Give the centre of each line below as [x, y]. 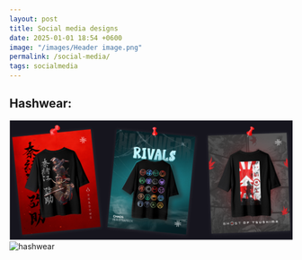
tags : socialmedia [44, 66]
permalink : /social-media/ [60, 57]
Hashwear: [40, 104]
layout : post [34, 19]
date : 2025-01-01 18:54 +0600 [66, 38]
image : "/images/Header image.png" [76, 48]
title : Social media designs [64, 28]
